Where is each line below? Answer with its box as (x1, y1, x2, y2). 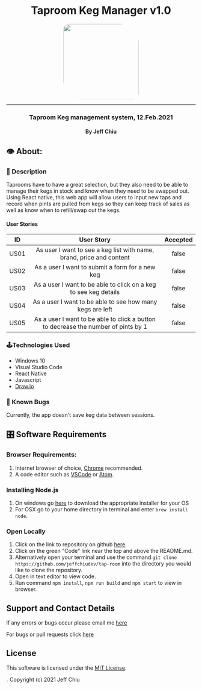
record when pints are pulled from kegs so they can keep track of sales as (6, 200, 190, 208)
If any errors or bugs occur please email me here (6, 619, 127, 626)
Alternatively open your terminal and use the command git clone (14, 553, 177, 561)
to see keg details (70, 288, 120, 296)
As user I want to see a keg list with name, (35, 246, 155, 254)
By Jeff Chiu (85, 128, 117, 136)
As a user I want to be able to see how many (32, 298, 158, 306)
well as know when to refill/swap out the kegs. (6, 207, 121, 214)
